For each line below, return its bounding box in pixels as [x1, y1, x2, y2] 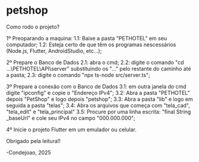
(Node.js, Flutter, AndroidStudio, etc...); [6, 47, 102, 54]
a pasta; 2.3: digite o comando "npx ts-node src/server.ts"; [6, 71, 150, 78]
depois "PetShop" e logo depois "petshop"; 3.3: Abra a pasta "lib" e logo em [6, 96, 193, 103]
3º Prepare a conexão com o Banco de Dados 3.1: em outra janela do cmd [6, 82, 187, 90]
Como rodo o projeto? [6, 23, 60, 30]
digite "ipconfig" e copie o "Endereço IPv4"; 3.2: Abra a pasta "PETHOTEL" [6, 89, 190, 96]
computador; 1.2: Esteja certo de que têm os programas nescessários [6, 41, 176, 48]
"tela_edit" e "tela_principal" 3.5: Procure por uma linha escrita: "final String [6, 108, 191, 115]
